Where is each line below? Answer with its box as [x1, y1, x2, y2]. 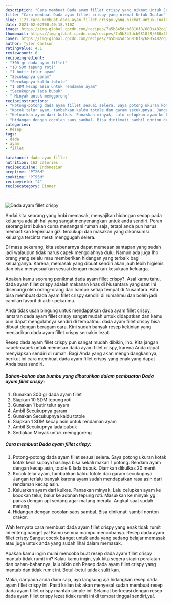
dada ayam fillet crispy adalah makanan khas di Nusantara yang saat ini [5, 281, 156, 287]
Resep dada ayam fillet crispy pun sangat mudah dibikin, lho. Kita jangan [5, 339, 159, 345]
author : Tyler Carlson [5, 41, 54, 46]
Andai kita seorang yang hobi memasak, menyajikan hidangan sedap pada [5, 212, 162, 219]
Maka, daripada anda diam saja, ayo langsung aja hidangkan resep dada [5, 577, 158, 583]
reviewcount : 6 [5, 50, 38, 55]
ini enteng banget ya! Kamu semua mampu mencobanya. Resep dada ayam [5, 530, 165, 536]
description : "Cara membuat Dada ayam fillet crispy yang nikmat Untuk [5, 7, 161, 13]
